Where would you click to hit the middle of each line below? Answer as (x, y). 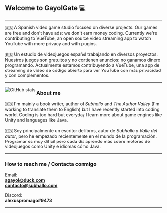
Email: (11, 175)
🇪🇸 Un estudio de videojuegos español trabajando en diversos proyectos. (82, 54)
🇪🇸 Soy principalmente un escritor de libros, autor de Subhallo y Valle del (81, 131)
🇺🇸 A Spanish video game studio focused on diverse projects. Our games (81, 27)
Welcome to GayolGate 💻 (45, 8)
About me (48, 93)
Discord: (14, 195)
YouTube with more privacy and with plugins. (51, 43)
